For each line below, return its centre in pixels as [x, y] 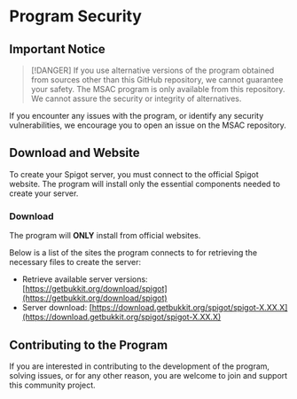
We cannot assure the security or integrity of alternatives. [136, 98]
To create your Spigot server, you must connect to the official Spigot [134, 174]
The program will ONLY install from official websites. [105, 236]
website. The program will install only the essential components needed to [145, 184]
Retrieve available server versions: [85, 279]
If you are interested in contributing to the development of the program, [140, 366]
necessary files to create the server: [75, 262]
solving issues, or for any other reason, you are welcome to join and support [148, 375]
